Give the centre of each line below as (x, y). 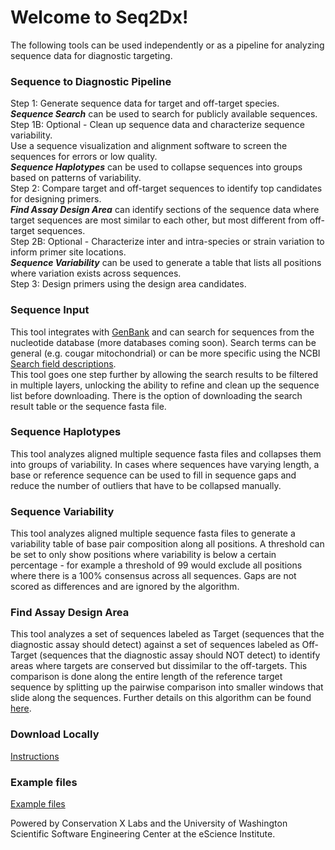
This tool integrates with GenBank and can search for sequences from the (162, 332)
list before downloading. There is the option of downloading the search (156, 395)
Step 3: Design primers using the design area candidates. (128, 284)
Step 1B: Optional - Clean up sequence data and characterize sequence (157, 125)
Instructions (35, 756)
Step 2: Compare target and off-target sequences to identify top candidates (166, 188)
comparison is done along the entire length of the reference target (146, 677)
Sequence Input (50, 310)
